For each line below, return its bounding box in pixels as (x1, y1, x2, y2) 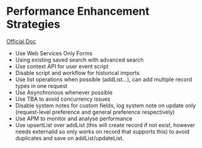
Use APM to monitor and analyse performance (15, 115, 133, 122)
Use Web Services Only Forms (15, 49, 93, 56)
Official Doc (6, 37, 36, 45)
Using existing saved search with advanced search (15, 56, 144, 63)
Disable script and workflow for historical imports (15, 69, 140, 76)
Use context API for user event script (15, 63, 109, 70)
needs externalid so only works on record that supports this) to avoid (15, 128, 190, 135)
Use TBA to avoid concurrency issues (15, 95, 111, 103)
